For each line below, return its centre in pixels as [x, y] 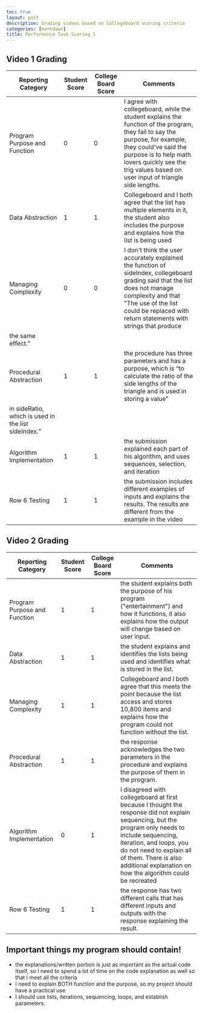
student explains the [153, 116]
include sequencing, [149, 835]
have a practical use [40, 990]
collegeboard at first [149, 797]
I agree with [140, 101]
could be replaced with [156, 311]
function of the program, [158, 124]
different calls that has [152, 898]
